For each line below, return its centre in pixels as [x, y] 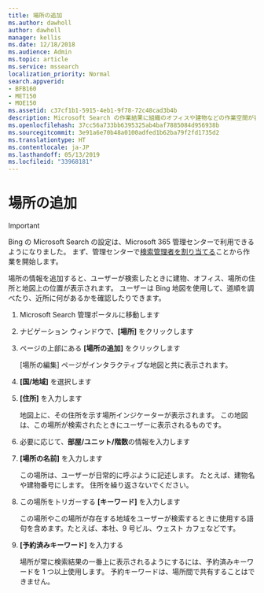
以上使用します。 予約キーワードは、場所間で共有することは [151, 572]
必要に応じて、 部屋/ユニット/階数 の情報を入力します [104, 442]
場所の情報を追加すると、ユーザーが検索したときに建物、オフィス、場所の [128, 278]
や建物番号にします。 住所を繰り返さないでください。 [106, 485]
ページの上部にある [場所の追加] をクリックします [100, 348]
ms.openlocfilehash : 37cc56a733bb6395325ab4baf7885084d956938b [114, 125]
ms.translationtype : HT [47, 140]
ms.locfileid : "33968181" [50, 162]
